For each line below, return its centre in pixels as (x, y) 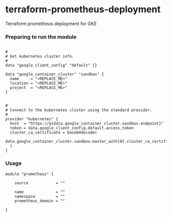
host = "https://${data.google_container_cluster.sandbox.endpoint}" (87, 124)
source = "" (40, 183)
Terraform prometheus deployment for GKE (51, 24)
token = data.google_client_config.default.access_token (72, 128)
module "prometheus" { (29, 174)
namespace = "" (40, 196)
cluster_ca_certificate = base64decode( (53, 133)
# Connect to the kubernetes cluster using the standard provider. (79, 110)
